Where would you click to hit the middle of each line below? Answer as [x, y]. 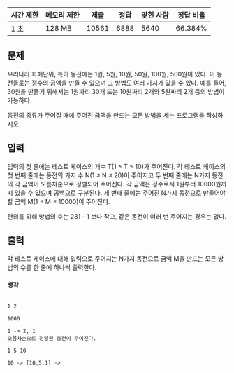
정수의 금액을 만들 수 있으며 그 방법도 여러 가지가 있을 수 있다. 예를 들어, [129, 83]
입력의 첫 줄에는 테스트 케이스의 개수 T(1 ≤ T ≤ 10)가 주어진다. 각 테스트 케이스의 [116, 166]
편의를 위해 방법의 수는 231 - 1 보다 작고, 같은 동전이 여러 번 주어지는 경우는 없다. [117, 216]
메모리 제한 [63, 15]
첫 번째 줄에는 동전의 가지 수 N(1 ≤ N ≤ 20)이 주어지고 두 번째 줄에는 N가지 [109, 175]
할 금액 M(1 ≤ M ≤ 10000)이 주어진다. [59, 201]
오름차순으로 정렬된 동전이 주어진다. [52, 338]
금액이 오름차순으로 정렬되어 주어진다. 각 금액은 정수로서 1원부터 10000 [119, 184]
